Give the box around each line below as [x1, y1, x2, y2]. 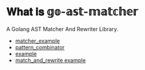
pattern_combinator [15, 43, 65, 51]
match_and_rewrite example [15, 57, 87, 64]
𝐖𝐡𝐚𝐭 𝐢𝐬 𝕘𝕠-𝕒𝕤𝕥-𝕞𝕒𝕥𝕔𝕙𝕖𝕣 [6, 5, 138, 19]
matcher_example [15, 37, 60, 44]
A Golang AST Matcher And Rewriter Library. [6, 25, 119, 32]
